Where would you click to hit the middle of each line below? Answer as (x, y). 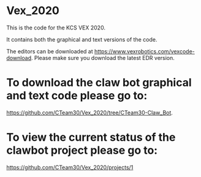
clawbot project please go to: (82, 150)
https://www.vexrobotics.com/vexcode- (144, 51)
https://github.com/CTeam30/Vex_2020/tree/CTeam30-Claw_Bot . (90, 112)
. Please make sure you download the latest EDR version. (103, 58)
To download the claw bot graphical (99, 83)
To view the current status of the (91, 137)
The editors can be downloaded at (50, 51)
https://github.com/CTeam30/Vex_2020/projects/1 (70, 167)
